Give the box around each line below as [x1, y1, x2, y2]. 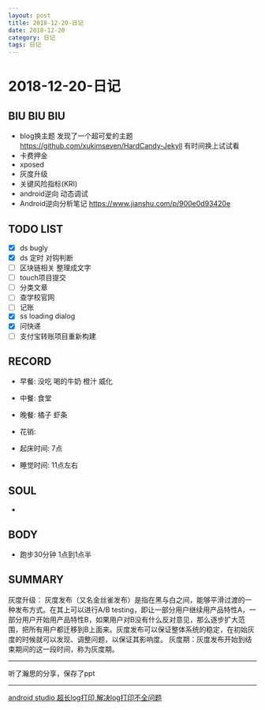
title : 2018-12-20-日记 [8, 19, 84, 27]
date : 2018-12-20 [8, 26, 65, 34]
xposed [19, 160, 45, 170]
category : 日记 [8, 33, 56, 42]
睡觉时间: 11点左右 [19, 460, 79, 470]
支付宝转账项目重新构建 [19, 331, 96, 340]
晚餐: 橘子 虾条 [19, 410, 68, 419]
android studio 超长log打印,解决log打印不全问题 [8, 693, 162, 702]
